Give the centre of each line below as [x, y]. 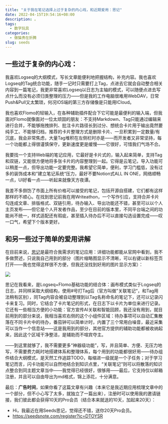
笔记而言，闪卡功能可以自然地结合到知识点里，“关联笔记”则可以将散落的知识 [84, 364]
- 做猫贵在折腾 [23, 38]
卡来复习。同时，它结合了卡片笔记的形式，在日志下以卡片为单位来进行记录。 [84, 303]
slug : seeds [17, 43]
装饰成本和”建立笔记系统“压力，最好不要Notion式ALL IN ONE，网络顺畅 [87, 173]
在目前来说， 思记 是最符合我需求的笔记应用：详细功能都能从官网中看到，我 [82, 252]
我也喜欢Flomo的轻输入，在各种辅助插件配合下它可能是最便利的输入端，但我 [84, 113]
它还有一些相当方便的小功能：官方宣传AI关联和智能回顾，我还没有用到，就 [82, 310]
